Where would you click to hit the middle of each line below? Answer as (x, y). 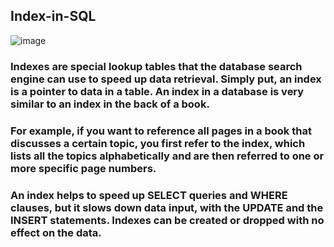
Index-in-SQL (53, 16)
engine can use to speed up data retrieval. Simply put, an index (166, 79)
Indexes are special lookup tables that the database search (156, 66)
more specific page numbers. (83, 168)
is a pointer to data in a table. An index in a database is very (157, 91)
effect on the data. (56, 232)
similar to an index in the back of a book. (110, 104)
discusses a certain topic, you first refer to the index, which (158, 143)
